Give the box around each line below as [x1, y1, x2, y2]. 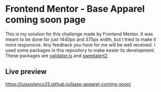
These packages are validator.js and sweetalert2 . [5, 52, 109, 59]
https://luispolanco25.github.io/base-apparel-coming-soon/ [5, 81, 131, 87]
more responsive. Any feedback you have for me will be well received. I [5, 41, 156, 48]
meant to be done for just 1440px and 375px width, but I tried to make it [5, 36, 156, 42]
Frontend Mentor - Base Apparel [5, 3, 145, 15]
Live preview [5, 67, 47, 76]
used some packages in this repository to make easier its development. [5, 47, 155, 53]
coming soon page [5, 14, 86, 26]
